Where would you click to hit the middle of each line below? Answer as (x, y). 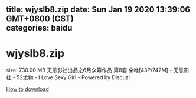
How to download (27, 89)
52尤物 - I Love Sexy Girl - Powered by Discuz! (73, 77)
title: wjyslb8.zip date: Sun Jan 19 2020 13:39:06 (98, 10)
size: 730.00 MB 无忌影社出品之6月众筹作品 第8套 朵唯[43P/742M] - (89, 70)
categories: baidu (39, 28)
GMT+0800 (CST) (40, 19)
